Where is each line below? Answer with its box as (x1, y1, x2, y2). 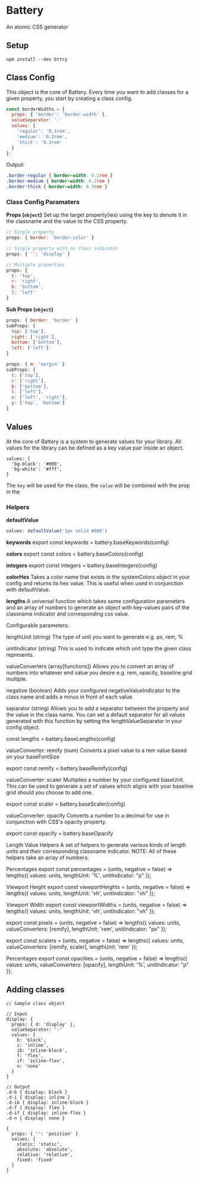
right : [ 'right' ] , (11, 334, 58, 340)
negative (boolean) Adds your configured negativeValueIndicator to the (6, 687, 180, 694)
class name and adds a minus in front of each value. (6, 693, 134, 700)
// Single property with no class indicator (6, 245, 118, 252)
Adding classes (6, 985, 65, 995)
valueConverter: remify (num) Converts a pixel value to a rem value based (6, 747, 187, 754)
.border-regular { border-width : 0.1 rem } (6, 173, 113, 179)
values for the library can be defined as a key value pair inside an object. (6, 444, 184, 451)
